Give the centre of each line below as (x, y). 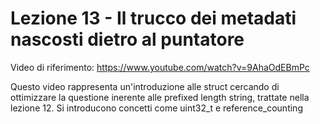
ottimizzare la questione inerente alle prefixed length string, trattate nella (160, 97)
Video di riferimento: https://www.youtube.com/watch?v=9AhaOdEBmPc (160, 67)
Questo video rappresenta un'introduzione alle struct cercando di (145, 86)
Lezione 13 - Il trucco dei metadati (153, 18)
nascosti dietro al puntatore (127, 39)
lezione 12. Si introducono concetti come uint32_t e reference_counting (156, 108)
